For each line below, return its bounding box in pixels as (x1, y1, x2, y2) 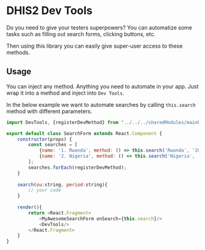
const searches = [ (28, 142, 78, 148)
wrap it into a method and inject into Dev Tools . (6, 89, 124, 97)
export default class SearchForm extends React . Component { (6, 130, 163, 136)
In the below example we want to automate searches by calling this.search (6, 101, 196, 108)
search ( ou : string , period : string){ (17, 182, 108, 188)
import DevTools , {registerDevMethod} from (6, 119, 119, 125)
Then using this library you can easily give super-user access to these (6, 42, 183, 50)
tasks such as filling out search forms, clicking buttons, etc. (6, 30, 156, 37)
